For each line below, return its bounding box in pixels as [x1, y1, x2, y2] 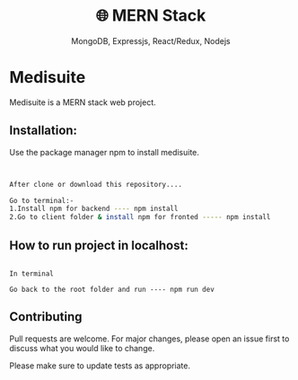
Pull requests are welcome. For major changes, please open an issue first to [9, 333, 290, 344]
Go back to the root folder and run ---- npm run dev [9, 285, 215, 294]
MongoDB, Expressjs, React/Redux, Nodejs [71, 35, 231, 46]
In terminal [9, 270, 54, 278]
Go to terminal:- [9, 196, 74, 205]
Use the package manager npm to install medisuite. [9, 146, 200, 157]
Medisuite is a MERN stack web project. [9, 96, 157, 108]
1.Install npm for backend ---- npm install [9, 204, 179, 214]
